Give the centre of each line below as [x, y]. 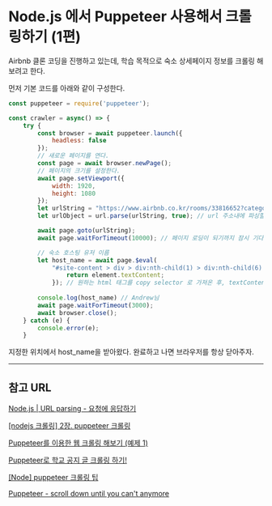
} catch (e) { [47, 321]
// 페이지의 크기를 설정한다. [79, 171]
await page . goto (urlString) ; [87, 231]
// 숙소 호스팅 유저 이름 [73, 253]
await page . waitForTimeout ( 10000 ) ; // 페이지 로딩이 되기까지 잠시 [143, 238]
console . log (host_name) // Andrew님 [98, 298]
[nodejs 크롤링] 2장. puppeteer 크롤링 [70, 426]
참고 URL [30, 387]
